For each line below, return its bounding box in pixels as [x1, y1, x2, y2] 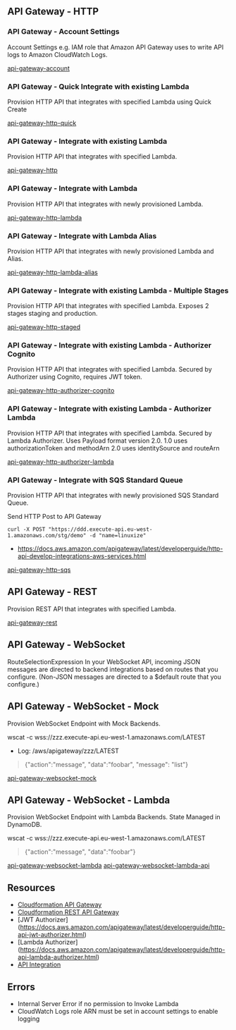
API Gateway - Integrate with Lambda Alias [7, 231, 157, 240]
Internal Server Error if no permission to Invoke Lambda [17, 999, 179, 1007]
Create [7, 105, 27, 114]
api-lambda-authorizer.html [17, 953, 97, 962]
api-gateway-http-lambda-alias [7, 268, 99, 276]
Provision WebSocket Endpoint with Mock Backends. [7, 719, 161, 728]
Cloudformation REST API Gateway [17, 908, 120, 916]
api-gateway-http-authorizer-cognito [7, 386, 115, 395]
